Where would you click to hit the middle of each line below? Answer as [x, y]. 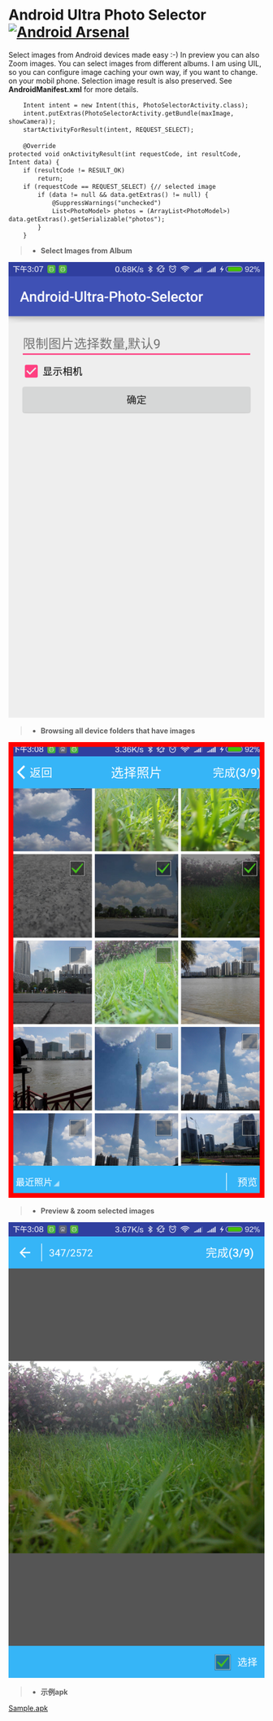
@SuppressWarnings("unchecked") [106, 203]
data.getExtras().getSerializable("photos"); [87, 219]
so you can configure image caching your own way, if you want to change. [133, 72]
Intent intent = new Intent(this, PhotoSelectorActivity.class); [136, 105]
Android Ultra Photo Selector [108, 15]
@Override [40, 146]
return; [50, 178]
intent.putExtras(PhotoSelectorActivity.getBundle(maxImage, [128, 113]
